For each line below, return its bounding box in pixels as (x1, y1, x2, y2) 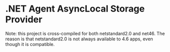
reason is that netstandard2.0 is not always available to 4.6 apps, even (5, 36, 153, 42)
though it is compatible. (5, 41, 55, 47)
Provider (5, 14, 42, 25)
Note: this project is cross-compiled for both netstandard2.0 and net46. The (5, 30, 165, 36)
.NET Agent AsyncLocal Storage (5, 3, 145, 15)
